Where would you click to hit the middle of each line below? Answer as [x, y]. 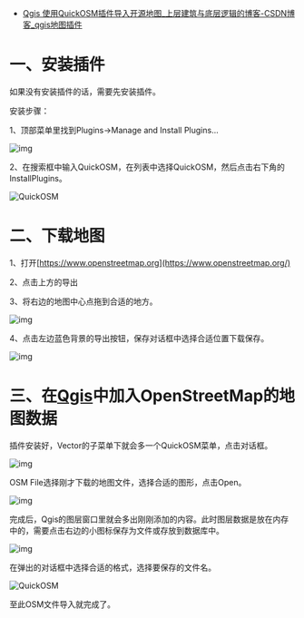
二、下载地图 [58, 236]
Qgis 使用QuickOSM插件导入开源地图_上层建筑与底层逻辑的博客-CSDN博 [158, 13]
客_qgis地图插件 [53, 25]
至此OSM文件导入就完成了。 [63, 604]
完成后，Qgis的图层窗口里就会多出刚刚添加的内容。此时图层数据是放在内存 [149, 519]
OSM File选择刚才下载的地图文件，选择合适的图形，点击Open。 [128, 482]
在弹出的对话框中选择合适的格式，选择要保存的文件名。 [113, 567]
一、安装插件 [58, 65]
